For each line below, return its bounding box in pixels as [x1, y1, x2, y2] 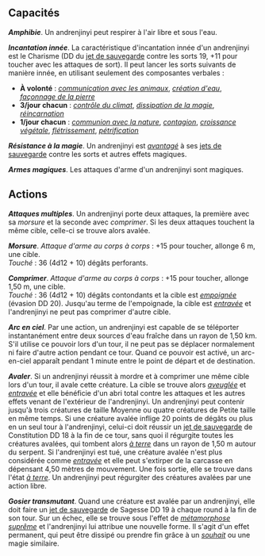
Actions [8, 188, 48, 201]
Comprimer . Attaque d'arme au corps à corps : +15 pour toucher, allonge [8, 273, 249, 282]
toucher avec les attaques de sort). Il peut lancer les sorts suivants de [8, 59, 236, 69]
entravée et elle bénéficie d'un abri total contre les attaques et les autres [8, 388, 246, 397]
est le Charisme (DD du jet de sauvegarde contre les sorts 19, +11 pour [8, 51, 238, 60]
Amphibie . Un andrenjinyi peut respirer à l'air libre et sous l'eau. [8, 27, 218, 36]
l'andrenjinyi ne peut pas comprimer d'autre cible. [8, 307, 171, 316]
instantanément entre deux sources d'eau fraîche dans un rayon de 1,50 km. [8, 331, 258, 340]
